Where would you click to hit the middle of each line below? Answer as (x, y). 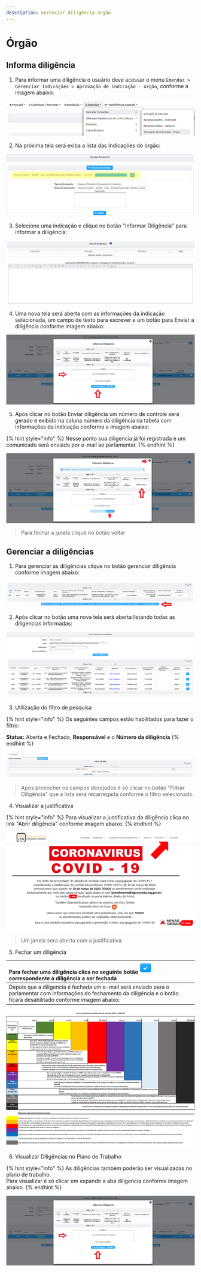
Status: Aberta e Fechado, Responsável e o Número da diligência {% (93, 737)
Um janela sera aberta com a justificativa (71, 941)
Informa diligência (41, 65)
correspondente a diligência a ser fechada (63, 978)
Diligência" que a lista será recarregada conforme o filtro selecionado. (107, 794)
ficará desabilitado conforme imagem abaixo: (64, 1000)
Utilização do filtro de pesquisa (53, 707)
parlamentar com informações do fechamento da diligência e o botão (94, 993)
